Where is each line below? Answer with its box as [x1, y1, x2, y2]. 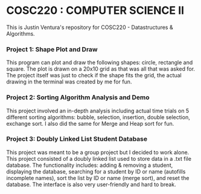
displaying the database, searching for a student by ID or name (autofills [6, 167, 186, 175]
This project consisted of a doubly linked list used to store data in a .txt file [6, 155, 192, 162]
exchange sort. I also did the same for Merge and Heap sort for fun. [6, 120, 174, 127]
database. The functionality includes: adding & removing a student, [6, 161, 173, 169]
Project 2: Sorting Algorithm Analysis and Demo [6, 93, 150, 102]
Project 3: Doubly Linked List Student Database [6, 135, 148, 143]
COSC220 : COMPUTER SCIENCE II [6, 4, 185, 18]
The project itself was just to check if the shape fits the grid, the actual [6, 72, 182, 79]
